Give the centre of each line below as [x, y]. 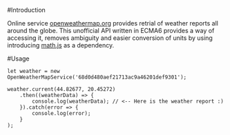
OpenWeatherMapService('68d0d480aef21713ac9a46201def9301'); [97, 77]
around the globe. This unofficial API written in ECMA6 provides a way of [111, 31]
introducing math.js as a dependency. [61, 45]
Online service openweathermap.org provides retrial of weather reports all [113, 23]
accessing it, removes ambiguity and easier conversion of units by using [110, 38]
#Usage [18, 59]
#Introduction [27, 10]
